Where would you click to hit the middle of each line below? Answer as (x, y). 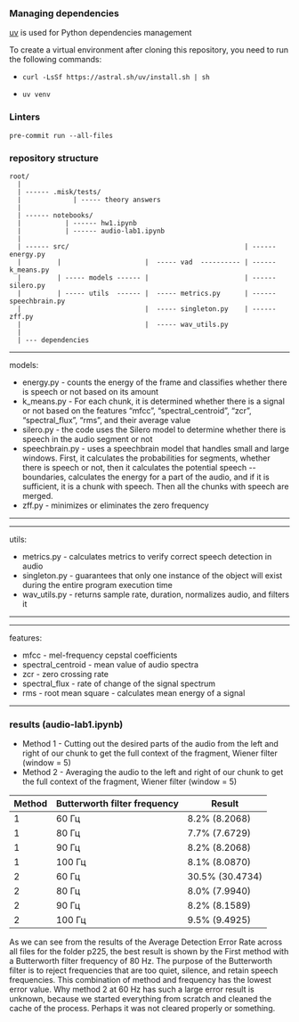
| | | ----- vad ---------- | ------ (147, 262)
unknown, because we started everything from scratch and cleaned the (141, 999)
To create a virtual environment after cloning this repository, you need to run (149, 50)
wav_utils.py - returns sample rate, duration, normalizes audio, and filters (156, 594)
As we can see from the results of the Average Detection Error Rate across (146, 942)
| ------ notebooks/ (55, 215)
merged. (37, 495)
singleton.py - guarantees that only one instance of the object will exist (152, 575)
